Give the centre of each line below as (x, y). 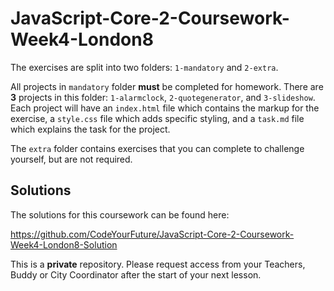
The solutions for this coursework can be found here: (120, 214)
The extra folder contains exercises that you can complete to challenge (157, 148)
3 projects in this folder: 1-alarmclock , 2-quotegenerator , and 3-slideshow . (163, 97)
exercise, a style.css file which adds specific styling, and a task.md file (157, 118)
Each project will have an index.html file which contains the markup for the (165, 108)
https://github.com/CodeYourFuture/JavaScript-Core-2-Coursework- (152, 234)
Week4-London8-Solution (64, 244)
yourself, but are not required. (71, 159)
